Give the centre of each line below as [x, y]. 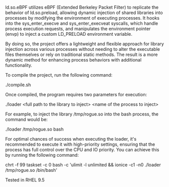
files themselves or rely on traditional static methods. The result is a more [81, 54]
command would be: [26, 119]
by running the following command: [42, 155]
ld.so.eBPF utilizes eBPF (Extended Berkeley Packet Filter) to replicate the [82, 7]
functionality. [19, 65]
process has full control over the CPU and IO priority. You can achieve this [82, 150]
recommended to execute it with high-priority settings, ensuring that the [80, 144]
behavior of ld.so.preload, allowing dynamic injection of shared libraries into [84, 13]
